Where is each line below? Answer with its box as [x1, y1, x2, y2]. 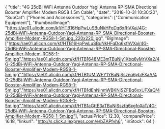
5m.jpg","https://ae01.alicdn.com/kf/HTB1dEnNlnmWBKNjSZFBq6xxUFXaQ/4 [5, 87, 160, 93]
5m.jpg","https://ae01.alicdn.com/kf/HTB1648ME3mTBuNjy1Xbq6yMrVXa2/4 [5, 56, 160, 62]
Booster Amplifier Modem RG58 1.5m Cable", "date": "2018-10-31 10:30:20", [5, 9, 159, 15]
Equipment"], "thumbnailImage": [5, 20, 71, 25]
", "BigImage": [100, 35, 129, 41]
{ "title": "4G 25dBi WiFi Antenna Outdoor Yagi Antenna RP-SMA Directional [5, 4, 158, 10]
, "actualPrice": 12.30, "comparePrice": [77, 113, 156, 119]
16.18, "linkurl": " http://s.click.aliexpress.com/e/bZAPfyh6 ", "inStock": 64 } [5, 118, 155, 124]
